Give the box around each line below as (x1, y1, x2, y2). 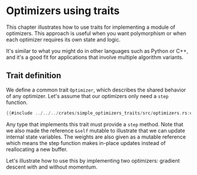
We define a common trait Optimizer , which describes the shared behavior (6, 86, 186, 93)
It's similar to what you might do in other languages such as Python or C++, (6, 47, 189, 54)
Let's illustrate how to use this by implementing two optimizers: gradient (6, 157, 180, 164)
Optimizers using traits (6, 4, 120, 18)
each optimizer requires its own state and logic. (6, 36, 121, 43)
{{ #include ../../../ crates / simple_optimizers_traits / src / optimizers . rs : (6, 110, 191, 116)
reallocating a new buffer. (6, 146, 68, 153)
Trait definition (6, 70, 62, 80)
